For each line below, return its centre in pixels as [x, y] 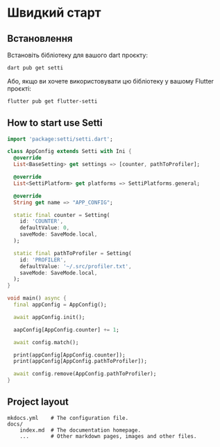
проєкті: [19, 88]
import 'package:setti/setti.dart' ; [60, 139]
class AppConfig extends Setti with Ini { [69, 152]
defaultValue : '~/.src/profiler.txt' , [76, 266]
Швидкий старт [54, 13]
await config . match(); [46, 342]
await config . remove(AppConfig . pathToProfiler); [85, 374]
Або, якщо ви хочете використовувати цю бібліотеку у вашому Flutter [110, 81]
